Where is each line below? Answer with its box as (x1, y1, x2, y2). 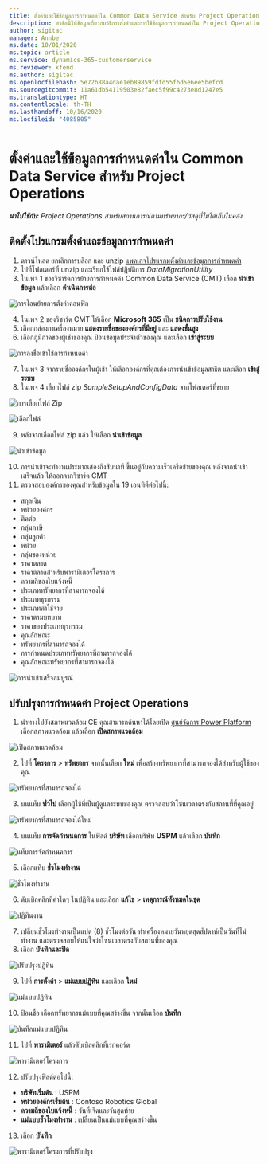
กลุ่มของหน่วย (20, 549, 57, 558)
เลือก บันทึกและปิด (20, 945, 70, 954)
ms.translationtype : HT (9, 93, 88, 101)
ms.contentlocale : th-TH (9, 100, 91, 108)
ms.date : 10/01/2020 (9, 41, 78, 49)
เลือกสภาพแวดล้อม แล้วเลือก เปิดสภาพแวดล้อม (20, 727, 143, 736)
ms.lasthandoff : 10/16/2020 (9, 108, 103, 116)
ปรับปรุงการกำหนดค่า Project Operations (9, 696, 189, 710)
